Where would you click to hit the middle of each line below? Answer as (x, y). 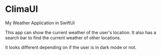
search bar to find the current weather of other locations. (63, 38)
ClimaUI (22, 9)
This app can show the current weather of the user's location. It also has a (81, 32)
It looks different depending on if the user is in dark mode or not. (71, 47)
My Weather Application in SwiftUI (40, 23)
